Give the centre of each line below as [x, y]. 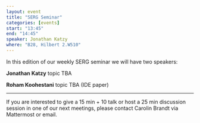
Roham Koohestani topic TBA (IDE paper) [57, 84]
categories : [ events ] [33, 23]
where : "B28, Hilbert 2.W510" [44, 45]
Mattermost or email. [32, 114]
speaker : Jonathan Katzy [37, 39]
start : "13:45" [25, 28]
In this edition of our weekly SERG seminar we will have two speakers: [92, 61]
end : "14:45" [22, 34]
